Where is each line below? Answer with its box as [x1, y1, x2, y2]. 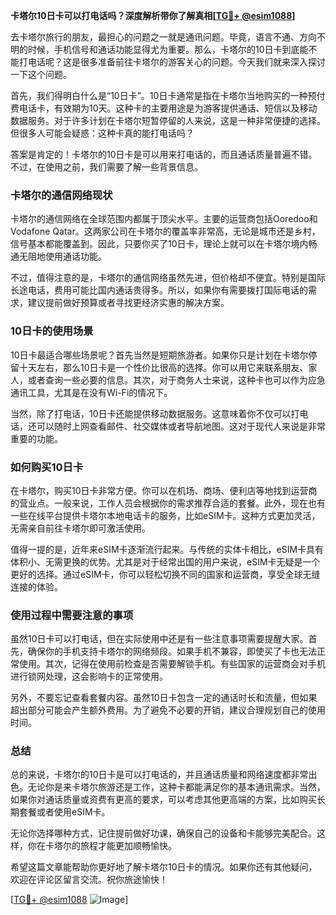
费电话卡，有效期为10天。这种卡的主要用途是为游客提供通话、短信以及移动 [10, 102, 318, 114]
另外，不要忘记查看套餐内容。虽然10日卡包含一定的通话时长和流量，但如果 [10, 692, 318, 704]
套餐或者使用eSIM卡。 [18, 806, 111, 818]
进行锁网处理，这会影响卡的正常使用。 [10, 670, 168, 683]
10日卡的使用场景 [10, 324, 94, 338]
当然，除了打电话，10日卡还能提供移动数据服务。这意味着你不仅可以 [10, 407, 292, 419]
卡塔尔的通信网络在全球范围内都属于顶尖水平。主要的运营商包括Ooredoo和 [10, 213, 318, 225]
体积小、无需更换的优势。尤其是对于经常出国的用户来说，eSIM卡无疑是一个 [10, 555, 321, 568]
